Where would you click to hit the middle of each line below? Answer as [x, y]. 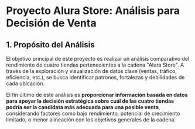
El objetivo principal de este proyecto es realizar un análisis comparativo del [98, 59]
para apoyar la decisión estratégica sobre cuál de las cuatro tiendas [90, 101]
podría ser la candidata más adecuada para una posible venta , [83, 107]
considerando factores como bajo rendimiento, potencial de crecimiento [93, 113]
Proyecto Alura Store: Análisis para [93, 11]
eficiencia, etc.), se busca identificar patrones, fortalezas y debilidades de [95, 77]
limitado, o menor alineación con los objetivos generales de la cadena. [91, 120]
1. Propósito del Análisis [50, 45]
